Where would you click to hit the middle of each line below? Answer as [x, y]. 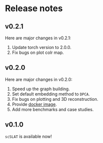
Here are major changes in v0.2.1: [38, 38]
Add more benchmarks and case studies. [53, 109]
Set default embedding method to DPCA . [51, 94]
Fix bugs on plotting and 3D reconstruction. [55, 99]
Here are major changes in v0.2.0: [39, 79]
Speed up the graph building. [41, 89]
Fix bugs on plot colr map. [38, 52]
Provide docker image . [34, 104]
